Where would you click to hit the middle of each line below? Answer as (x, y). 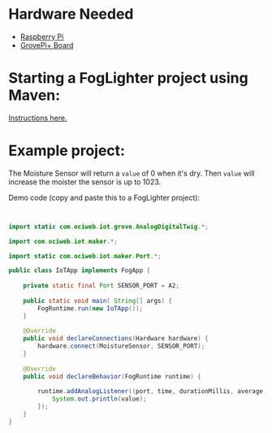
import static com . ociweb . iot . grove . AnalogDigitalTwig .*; (108, 227)
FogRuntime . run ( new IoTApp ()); (91, 308)
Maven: (35, 95)
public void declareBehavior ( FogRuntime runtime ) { (112, 376)
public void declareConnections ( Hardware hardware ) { (116, 339)
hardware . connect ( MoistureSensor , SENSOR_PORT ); (121, 346)
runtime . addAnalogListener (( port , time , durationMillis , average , (152, 392)
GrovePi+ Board (47, 45)
